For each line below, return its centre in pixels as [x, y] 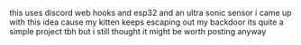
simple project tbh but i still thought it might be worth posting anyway [138, 31]
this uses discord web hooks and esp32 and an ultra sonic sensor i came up [150, 13]
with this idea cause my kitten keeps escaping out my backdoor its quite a [146, 22]
